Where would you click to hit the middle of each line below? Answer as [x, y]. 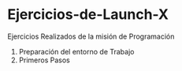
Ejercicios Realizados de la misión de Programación [91, 36]
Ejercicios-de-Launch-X [88, 15]
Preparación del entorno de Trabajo [76, 51]
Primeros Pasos [44, 60]
